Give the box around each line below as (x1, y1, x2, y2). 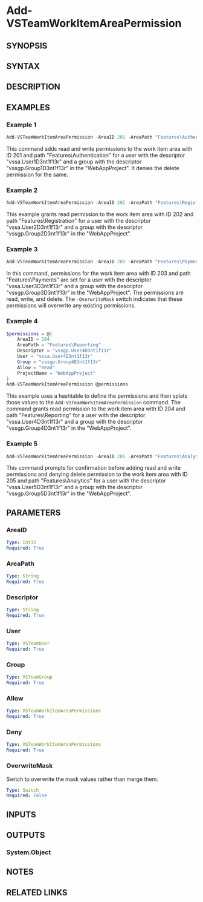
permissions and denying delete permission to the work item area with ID (6, 470, 188, 478)
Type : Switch (6, 787, 39, 793)
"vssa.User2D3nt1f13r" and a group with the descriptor (6, 223, 143, 231)
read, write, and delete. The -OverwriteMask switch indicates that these (6, 295, 182, 303)
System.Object (6, 848, 51, 857)
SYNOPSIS (6, 41, 48, 51)
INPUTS (6, 809, 36, 820)
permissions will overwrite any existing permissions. (6, 302, 136, 309)
